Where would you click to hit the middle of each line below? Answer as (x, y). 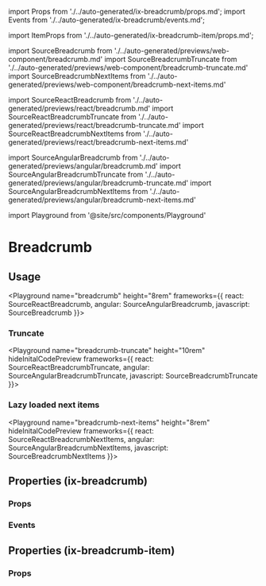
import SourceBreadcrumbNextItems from (77, 76)
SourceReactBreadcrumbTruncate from (73, 117)
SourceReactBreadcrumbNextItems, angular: (81, 439)
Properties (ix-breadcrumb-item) (92, 551)
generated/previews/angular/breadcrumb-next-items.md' (102, 200)
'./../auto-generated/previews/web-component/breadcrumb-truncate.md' (128, 68)
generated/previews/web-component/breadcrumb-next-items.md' (117, 84)
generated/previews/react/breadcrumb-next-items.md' (98, 142)
